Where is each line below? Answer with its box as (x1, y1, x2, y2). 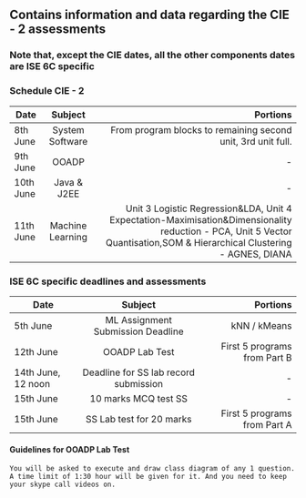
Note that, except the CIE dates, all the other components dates (9, 49, 296, 62)
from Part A (242, 418, 292, 431)
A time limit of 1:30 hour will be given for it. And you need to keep (9, 473, 287, 482)
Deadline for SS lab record (82, 366, 196, 379)
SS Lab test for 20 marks (85, 412, 192, 425)
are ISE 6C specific (9, 60, 96, 73)
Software (48, 135, 88, 147)
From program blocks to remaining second (110, 123, 292, 136)
